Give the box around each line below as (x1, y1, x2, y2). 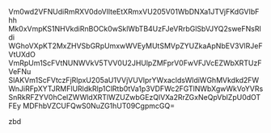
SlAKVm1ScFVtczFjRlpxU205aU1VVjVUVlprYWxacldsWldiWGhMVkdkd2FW (8, 76, 260, 85)
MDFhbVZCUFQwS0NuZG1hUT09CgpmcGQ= (23, 101, 176, 110)
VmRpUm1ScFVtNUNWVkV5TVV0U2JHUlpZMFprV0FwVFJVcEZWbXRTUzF (8, 58, 262, 68)
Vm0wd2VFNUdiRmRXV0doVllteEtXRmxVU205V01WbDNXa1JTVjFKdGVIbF (8, 7, 260, 16)
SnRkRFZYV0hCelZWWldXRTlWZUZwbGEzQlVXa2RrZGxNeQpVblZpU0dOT (8, 93, 261, 102)
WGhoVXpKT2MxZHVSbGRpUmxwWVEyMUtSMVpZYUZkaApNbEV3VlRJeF (8, 41, 263, 51)
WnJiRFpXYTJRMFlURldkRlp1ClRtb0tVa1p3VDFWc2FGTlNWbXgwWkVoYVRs (8, 84, 264, 94)
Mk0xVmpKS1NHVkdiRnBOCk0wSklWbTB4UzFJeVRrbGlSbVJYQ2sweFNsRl (8, 24, 261, 33)
